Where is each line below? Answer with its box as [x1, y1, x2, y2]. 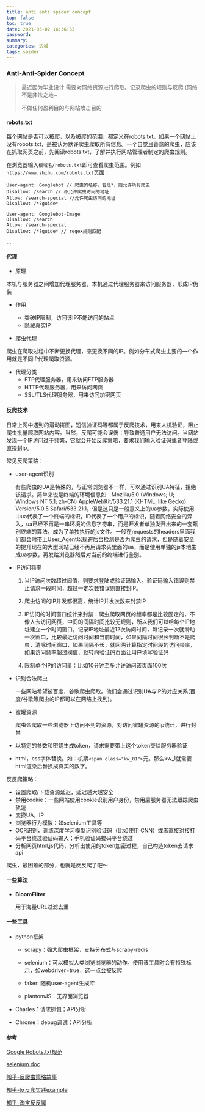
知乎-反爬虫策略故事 [6, 1073, 57, 1081]
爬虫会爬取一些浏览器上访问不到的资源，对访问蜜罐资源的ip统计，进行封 [15, 721, 196, 728]
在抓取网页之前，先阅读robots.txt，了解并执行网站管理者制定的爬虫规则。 [6, 148, 191, 156]
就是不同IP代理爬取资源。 [11, 355, 76, 363]
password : [6, 32, 32, 38]
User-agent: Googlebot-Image [6, 212, 81, 218]
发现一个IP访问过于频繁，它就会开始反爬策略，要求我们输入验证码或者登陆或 [6, 436, 198, 444]
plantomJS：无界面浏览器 [24, 993, 89, 1000]
